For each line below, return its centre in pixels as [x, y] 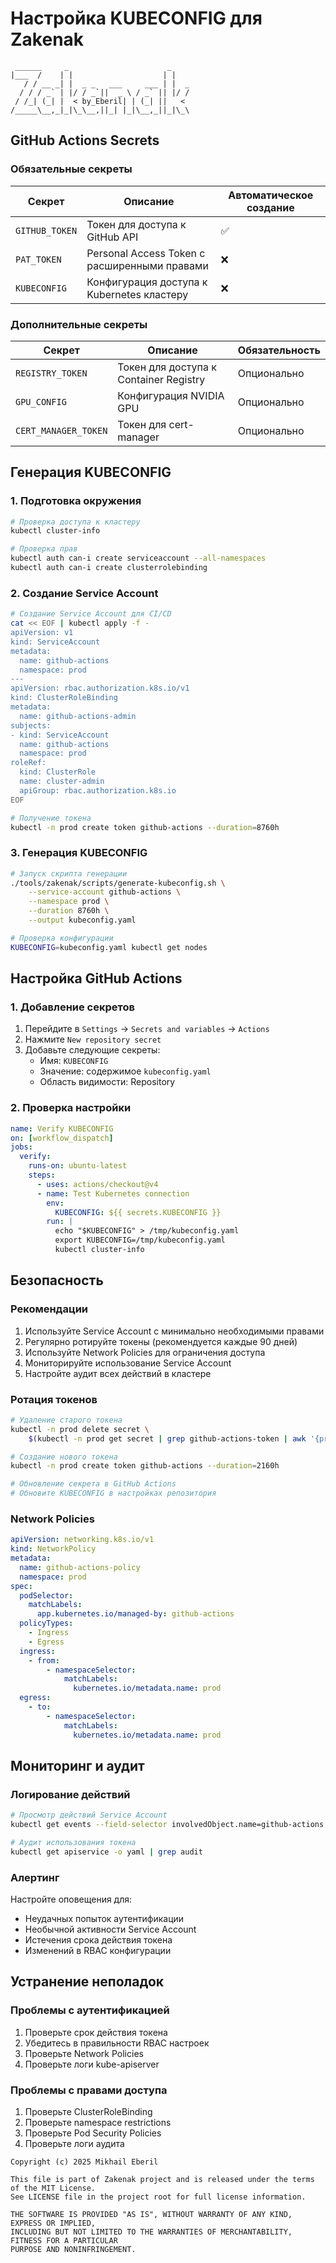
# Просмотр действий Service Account [89, 1815]
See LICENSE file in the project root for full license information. [158, 2197]
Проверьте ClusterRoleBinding [88, 2112]
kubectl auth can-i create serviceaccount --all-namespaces [138, 558]
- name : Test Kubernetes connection [113, 1193]
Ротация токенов [54, 1399]
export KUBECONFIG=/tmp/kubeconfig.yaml [140, 1240]
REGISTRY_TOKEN [51, 373]
